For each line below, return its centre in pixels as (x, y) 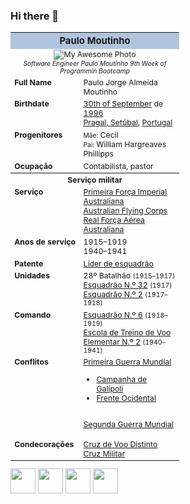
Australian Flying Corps (125, 210)
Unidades (32, 275)
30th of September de (123, 104)
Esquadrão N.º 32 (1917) (128, 285)
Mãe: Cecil (101, 135)
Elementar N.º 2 (112, 341)
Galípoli (110, 388)
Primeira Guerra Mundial (127, 362)
